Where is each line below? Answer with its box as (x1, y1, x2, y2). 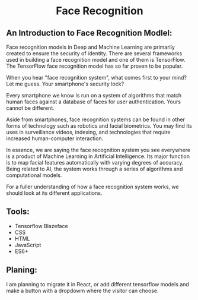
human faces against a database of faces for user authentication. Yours (6, 98, 181, 105)
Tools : (6, 207, 30, 217)
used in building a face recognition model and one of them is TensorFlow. (6, 56, 186, 63)
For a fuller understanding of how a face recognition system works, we (6, 183, 179, 190)
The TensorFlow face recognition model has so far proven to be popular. (6, 62, 183, 70)
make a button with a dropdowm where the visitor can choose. (6, 287, 159, 294)
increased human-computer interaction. (6, 135, 104, 142)
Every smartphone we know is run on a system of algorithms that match (6, 92, 182, 99)
